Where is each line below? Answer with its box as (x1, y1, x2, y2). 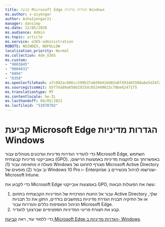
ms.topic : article (5, 35, 43, 40)
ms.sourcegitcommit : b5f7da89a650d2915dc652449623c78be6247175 (5, 85, 137, 90)
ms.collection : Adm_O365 (5, 53, 56, 58)
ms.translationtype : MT (5, 89, 54, 94)
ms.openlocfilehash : (5, 80, 48, 85)
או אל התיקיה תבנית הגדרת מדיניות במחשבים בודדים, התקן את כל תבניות (12, 196, 148, 202)
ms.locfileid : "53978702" (5, 103, 58, 108)
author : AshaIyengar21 (5, 16, 52, 21)
